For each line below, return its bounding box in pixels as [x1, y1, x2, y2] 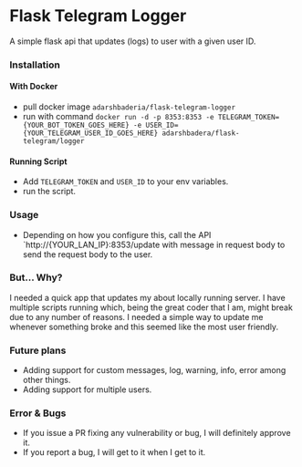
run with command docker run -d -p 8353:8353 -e [22, 111, 214, 122]
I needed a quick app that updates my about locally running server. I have [9, 292, 286, 303]
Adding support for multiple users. [22, 384, 152, 395]
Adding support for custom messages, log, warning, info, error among [22, 365, 286, 376]
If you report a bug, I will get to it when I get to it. [22, 447, 206, 458]
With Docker [9, 81, 58, 92]
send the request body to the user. [22, 248, 153, 260]
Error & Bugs [9, 407, 67, 420]
